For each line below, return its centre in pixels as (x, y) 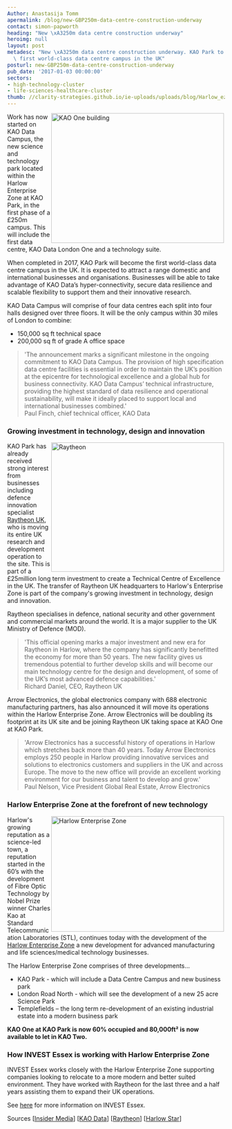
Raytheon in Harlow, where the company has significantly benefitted (121, 650)
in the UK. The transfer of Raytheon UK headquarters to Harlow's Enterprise (115, 586)
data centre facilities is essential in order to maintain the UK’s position (123, 369)
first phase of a (29, 213)
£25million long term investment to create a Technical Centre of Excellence (114, 579)
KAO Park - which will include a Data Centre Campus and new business (119, 979)
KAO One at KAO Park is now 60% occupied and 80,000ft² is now (103, 1029)
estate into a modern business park (68, 1015)
